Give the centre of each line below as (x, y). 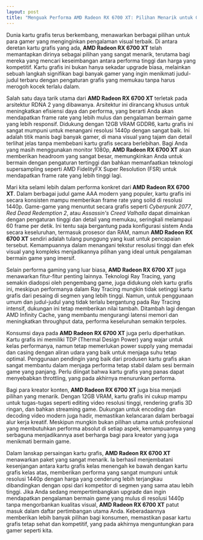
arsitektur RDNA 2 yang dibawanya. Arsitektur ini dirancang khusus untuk (98, 104)
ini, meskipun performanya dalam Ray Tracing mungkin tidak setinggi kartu (99, 289)
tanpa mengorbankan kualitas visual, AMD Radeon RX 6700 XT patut (93, 504)
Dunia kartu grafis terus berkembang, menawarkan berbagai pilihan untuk (98, 35)
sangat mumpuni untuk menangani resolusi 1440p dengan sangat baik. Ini (98, 130)
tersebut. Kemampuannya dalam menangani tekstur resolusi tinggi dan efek (100, 245)
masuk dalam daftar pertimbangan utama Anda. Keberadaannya (86, 511)
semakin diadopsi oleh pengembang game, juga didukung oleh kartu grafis (99, 282)
